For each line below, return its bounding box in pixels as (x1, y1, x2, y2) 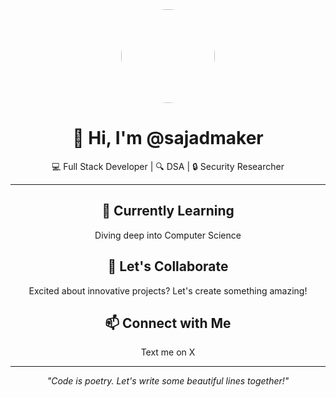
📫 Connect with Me (104, 314, 232, 332)
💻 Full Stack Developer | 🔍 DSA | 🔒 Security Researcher (51, 160, 285, 172)
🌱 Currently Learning (101, 203, 235, 220)
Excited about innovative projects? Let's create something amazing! (28, 284, 308, 297)
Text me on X (140, 346, 196, 358)
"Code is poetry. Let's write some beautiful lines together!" (46, 375, 290, 387)
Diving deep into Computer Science (94, 229, 242, 241)
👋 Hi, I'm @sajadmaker (72, 127, 264, 150)
